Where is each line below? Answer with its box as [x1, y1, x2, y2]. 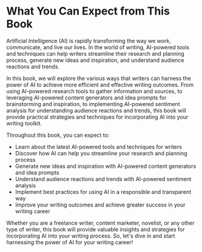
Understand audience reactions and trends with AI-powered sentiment [15, 175, 192, 182]
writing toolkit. [6, 119, 42, 127]
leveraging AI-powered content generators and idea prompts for [6, 94, 167, 101]
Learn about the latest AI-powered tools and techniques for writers [15, 143, 182, 150]
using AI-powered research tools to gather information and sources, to [6, 87, 183, 94]
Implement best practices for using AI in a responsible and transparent [15, 188, 192, 195]
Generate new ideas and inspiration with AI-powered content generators [15, 162, 197, 170]
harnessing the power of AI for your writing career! [6, 238, 133, 246]
